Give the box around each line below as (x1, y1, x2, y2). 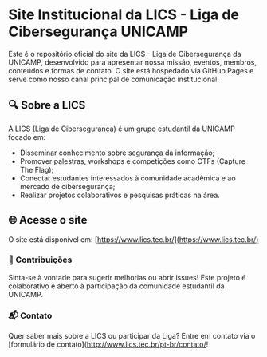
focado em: (8, 132, 46, 141)
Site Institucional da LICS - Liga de (8, 6, 239, 24)
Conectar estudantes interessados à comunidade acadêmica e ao (19, 173, 237, 183)
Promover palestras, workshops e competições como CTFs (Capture (19, 156, 245, 165)
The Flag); (19, 165, 54, 174)
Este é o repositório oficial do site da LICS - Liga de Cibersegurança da (8, 49, 241, 58)
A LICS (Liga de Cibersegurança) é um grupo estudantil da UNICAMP (8, 124, 235, 133)
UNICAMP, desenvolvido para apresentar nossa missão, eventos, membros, (8, 58, 257, 67)
